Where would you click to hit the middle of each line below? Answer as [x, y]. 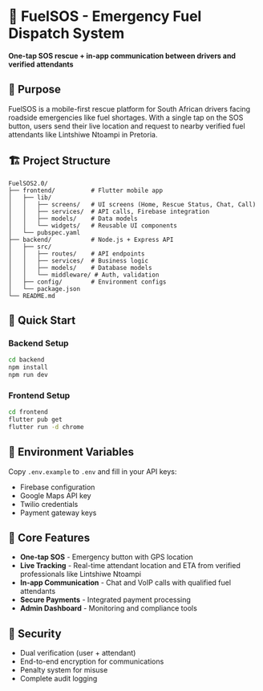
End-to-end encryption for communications [92, 661]
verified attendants [41, 64]
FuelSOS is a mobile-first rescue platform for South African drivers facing [129, 108]
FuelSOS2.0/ [28, 183]
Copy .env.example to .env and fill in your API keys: [93, 471]
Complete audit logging [59, 679]
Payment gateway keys [58, 513]
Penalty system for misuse [64, 670]
